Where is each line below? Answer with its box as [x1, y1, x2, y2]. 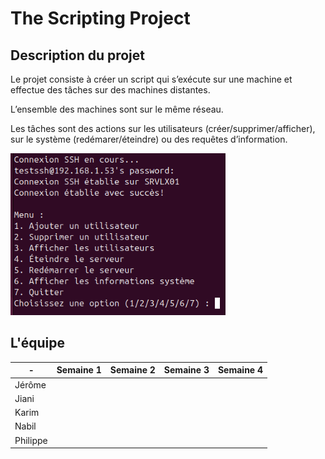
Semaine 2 [109, 364, 156, 376]
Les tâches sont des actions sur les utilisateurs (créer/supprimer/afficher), [10, 123, 316, 134]
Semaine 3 [163, 364, 210, 376]
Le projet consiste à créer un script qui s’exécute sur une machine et [10, 73, 293, 85]
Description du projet [10, 47, 146, 64]
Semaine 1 [56, 364, 102, 376]
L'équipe [10, 335, 65, 352]
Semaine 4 [217, 364, 264, 376]
